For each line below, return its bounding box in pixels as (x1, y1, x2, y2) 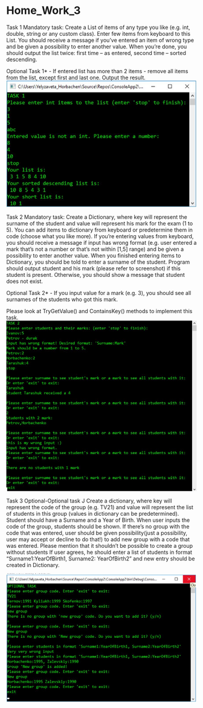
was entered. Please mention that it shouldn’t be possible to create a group (6, 542, 193, 550)
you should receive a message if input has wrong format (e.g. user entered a (6, 239, 197, 246)
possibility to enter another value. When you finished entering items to (6, 252, 181, 259)
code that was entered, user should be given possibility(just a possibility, (6, 530, 188, 537)
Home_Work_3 (6, 4, 81, 18)
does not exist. (6, 278, 43, 285)
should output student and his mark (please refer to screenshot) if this (6, 264, 181, 272)
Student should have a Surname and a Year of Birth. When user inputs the (6, 516, 190, 524)
